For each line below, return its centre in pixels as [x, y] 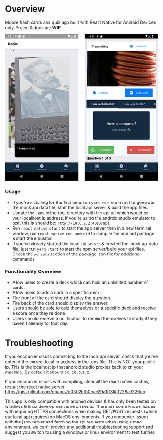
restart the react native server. [35, 387]
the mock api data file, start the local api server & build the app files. [80, 207]
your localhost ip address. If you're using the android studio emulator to [83, 218]
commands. [24, 259]
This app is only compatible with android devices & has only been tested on [81, 401]
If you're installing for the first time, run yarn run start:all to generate [83, 202]
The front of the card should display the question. [62, 298]
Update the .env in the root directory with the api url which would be [80, 213]
